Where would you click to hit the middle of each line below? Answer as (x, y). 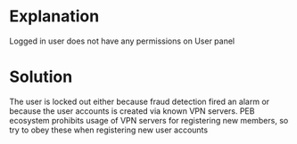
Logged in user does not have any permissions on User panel (122, 41)
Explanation (54, 16)
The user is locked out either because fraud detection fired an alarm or (140, 101)
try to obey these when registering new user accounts (108, 130)
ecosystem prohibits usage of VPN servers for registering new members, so (149, 120)
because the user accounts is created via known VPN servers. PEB (132, 111)
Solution (41, 77)
